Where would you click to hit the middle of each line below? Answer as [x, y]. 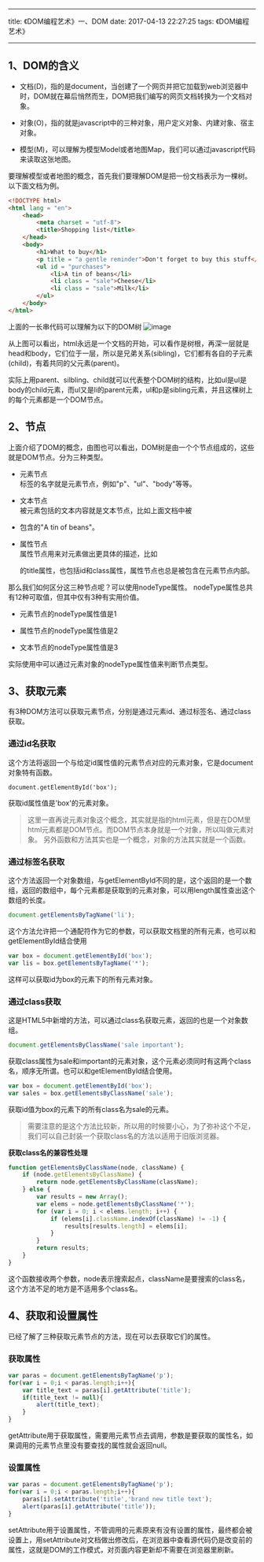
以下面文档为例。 [36, 185]
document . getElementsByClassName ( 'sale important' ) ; [96, 1045]
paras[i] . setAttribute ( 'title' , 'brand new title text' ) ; [117, 1499]
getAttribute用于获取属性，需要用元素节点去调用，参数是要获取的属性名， [127, 1436]
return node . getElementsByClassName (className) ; [117, 1182]
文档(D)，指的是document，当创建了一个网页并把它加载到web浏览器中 [134, 86]
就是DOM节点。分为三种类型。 [58, 457]
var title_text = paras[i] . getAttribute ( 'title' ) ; [107, 1390]
